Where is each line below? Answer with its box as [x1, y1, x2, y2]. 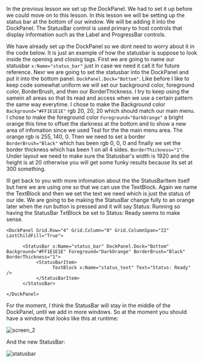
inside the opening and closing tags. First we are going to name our [6, 56, 175, 63]
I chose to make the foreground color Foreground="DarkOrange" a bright [6, 114, 184, 121]
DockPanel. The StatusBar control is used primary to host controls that [6, 24, 183, 32]
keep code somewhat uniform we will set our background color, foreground [6, 81, 195, 89]
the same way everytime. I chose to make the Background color [6, 101, 165, 108]
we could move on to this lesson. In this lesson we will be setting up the [6, 12, 185, 19]
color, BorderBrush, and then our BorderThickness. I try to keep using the [6, 88, 190, 95]
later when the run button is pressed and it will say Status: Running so [6, 203, 181, 210]
